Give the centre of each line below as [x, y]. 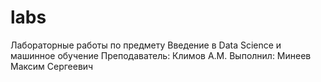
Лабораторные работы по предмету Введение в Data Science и [146, 45]
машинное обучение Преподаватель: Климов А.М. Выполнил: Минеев [161, 55]
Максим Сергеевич [52, 66]
